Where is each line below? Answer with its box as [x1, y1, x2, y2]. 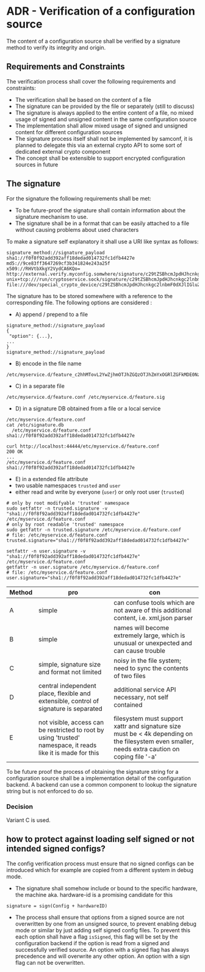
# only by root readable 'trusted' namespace [6, 521, 124, 527]
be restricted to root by [38, 726, 105, 734]
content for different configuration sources [15, 128, 123, 135]
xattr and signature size [113, 721, 181, 730]
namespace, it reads [38, 741, 97, 749]
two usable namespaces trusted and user [15, 482, 121, 489]
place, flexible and [38, 689, 91, 698]
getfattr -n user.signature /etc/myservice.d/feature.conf [6, 564, 160, 570]
